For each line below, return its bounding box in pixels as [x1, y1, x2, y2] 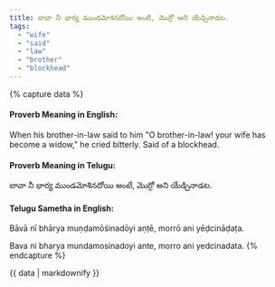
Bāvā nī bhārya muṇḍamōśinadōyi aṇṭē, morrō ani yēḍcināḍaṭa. [9, 223, 245, 234]
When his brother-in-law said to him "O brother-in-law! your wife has [9, 129, 267, 140]
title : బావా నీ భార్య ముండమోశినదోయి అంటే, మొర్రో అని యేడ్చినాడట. [9, 13, 230, 23]
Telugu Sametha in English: [9, 203, 115, 214]
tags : [9, 22, 30, 31]
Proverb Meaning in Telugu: [9, 159, 116, 170]
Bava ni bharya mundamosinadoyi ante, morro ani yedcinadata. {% [9, 241, 258, 252]
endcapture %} [9, 250, 66, 261]
